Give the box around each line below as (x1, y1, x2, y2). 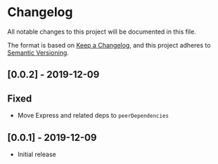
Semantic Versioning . (7, 48, 69, 57)
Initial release (17, 150, 56, 158)
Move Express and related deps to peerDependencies (17, 111, 169, 120)
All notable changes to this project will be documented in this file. (7, 27, 197, 36)
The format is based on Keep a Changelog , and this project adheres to (7, 41, 211, 49)
